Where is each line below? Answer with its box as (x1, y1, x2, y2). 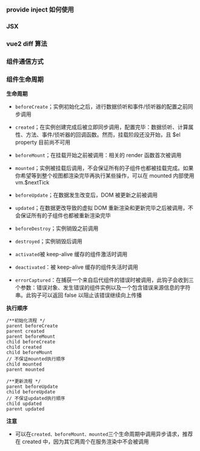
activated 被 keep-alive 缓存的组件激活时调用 (15, 250, 128, 257)
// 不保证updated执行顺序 (6, 395, 65, 401)
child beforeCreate (6, 339, 56, 345)
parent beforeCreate (6, 323, 59, 329)
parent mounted (6, 366, 45, 373)
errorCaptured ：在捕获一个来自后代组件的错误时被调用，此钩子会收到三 (15, 276, 194, 283)
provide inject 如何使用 (6, 5, 75, 13)
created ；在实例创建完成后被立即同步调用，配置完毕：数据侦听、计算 (15, 123, 188, 131)
